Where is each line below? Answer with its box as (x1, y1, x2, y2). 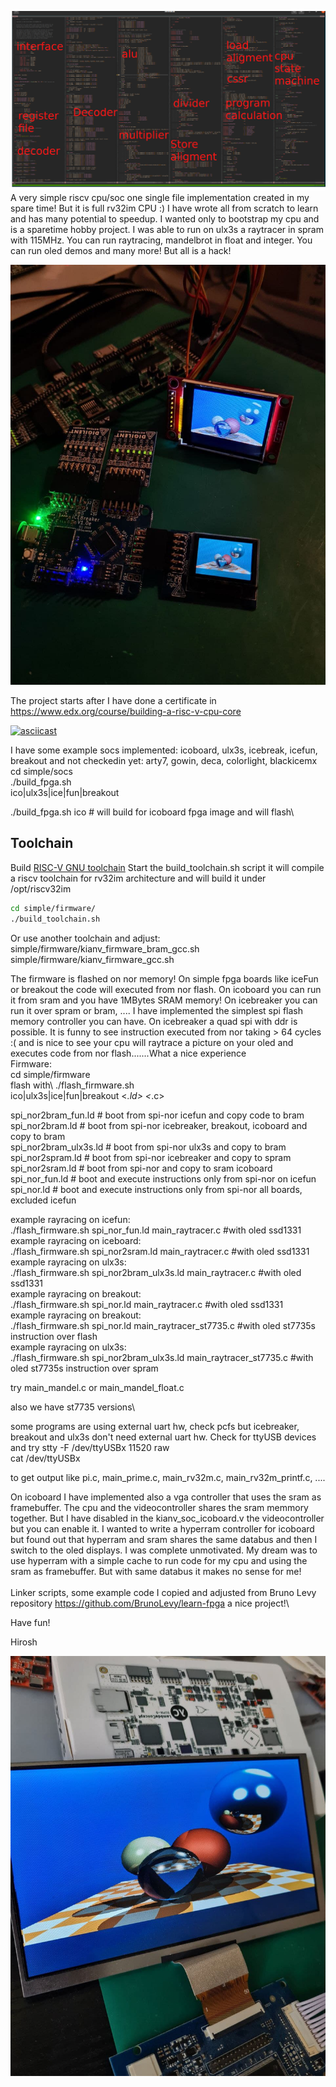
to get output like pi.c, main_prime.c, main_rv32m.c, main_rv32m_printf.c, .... (10, 1471, 326, 1483)
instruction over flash (10, 1330, 98, 1342)
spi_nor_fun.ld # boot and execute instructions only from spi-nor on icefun (10, 1172, 317, 1185)
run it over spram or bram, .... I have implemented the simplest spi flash (10, 1004, 304, 1016)
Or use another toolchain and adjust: (10, 932, 161, 944)
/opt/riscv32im (10, 882, 72, 895)
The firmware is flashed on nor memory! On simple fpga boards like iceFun (10, 972, 319, 985)
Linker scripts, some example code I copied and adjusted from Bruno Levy (10, 1586, 317, 1598)
